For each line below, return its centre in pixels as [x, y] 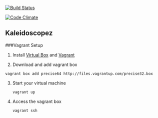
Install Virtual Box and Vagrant [43, 54]
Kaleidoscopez [29, 33]
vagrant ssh [25, 110]
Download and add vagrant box [45, 64]
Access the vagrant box [37, 101]
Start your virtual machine [39, 83]
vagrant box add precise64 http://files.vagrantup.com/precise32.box [79, 73]
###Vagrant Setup [24, 45]
